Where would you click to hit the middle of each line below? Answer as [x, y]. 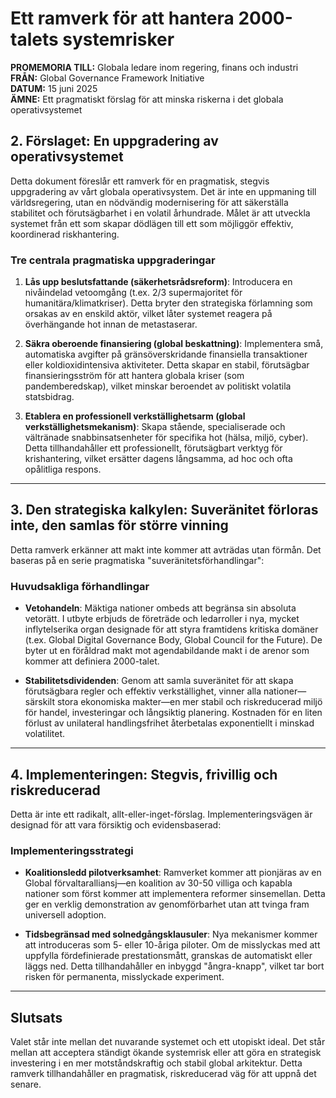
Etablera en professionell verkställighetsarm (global [135, 416]
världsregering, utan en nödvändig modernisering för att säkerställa [149, 202]
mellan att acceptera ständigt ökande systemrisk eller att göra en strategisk [166, 1053]
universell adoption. [65, 915]
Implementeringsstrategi [72, 850]
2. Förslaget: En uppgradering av [114, 141]
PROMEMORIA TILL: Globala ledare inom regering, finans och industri [154, 67]
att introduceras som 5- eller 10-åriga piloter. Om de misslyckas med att [172, 945]
